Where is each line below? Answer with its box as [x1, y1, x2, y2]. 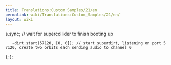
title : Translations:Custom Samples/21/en [5, 7, 97, 13]
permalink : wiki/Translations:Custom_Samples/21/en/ [5, 12, 120, 17]
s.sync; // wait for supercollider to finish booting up [5, 31, 114, 37]
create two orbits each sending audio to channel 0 [18, 45, 132, 50]
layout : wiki [5, 17, 33, 22]
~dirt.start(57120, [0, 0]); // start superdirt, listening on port [12, 41, 161, 46]
